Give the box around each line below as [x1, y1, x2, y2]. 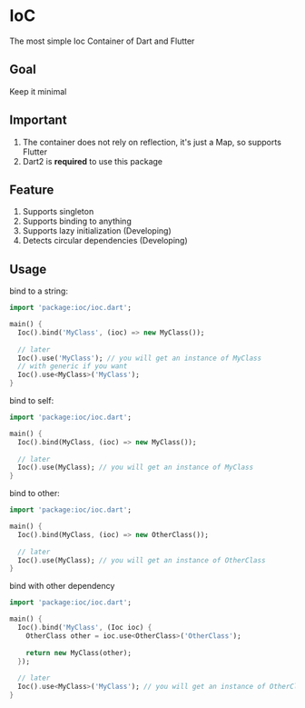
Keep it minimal [9, 85, 67, 96]
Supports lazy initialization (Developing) [22, 225, 172, 236]
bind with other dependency [9, 581, 115, 592]
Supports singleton [22, 206, 94, 217]
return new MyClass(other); [25, 648, 132, 657]
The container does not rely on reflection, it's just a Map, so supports [22, 136, 281, 147]
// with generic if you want [17, 362, 128, 371]
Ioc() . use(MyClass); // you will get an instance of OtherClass [17, 555, 266, 564]
